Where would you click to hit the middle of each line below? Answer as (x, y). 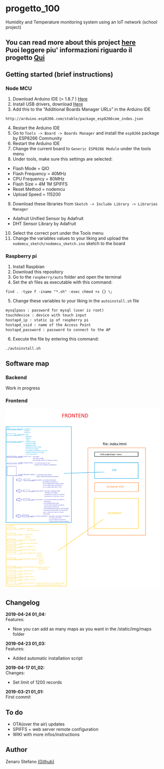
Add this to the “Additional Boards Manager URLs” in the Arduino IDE (82, 109)
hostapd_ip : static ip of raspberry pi (47, 320)
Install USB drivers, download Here (48, 104)
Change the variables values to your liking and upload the (71, 238)
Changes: (15, 673)
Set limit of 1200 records (37, 682)
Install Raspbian (29, 267)
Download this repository (38, 272)
